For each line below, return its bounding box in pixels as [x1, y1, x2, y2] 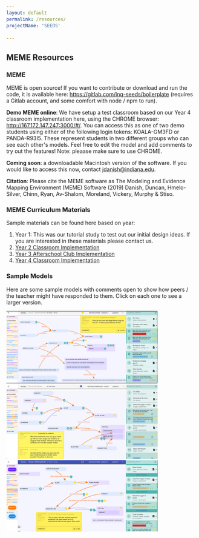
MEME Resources [6, 52, 74, 62]
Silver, [6, 190, 22, 197]
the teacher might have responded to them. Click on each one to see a [6, 292, 182, 300]
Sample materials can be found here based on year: [6, 219, 135, 227]
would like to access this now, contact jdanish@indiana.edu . [6, 166, 156, 173]
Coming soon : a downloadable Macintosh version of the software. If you [6, 159, 188, 166]
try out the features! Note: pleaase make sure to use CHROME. [6, 147, 162, 155]
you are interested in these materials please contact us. [15, 237, 154, 245]
